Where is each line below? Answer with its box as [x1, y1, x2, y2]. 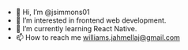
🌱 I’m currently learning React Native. [15, 24, 137, 33]
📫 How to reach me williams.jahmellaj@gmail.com [15, 33, 180, 42]
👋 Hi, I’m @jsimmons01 [15, 8, 90, 16]
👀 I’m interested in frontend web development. [15, 16, 167, 25]
